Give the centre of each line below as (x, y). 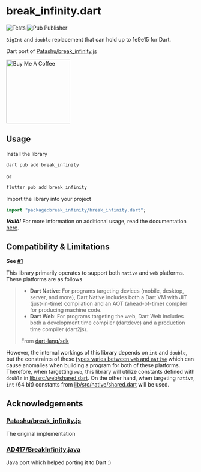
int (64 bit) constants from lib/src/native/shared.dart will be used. (88, 385)
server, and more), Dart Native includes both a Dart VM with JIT (108, 297)
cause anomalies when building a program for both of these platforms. (93, 365)
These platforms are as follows (44, 279)
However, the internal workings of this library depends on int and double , (97, 353)
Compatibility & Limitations (58, 247)
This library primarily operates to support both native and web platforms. (95, 273)
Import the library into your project (49, 199)
